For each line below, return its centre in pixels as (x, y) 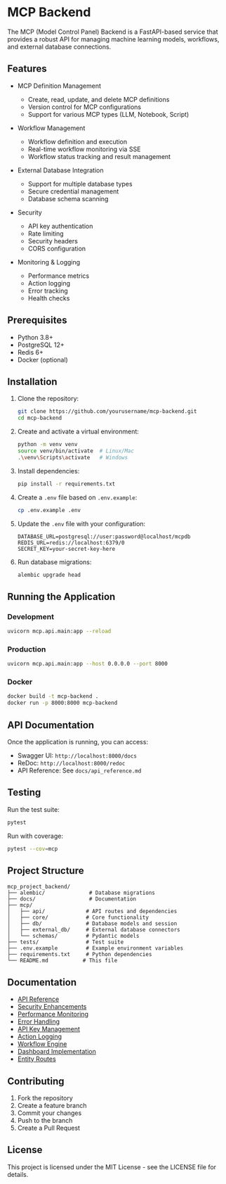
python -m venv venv (47, 445)
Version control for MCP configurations (85, 107)
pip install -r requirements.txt (66, 484)
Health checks (49, 298)
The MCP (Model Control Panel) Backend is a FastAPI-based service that (113, 32)
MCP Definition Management (59, 86)
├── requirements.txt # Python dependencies (80, 955)
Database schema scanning (68, 198)
